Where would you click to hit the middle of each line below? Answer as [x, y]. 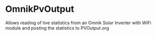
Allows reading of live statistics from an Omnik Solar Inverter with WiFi [78, 23]
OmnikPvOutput [40, 9]
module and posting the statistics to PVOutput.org [57, 28]
